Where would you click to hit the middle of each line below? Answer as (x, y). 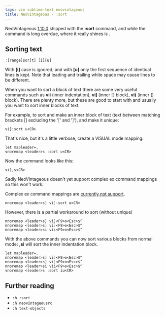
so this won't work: (24, 184)
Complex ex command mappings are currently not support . (65, 194)
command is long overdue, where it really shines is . (58, 34)
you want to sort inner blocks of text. (42, 105)
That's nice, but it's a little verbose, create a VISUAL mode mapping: (74, 138)
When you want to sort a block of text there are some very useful (71, 90)
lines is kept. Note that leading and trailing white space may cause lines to (80, 75)
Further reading (30, 286)
